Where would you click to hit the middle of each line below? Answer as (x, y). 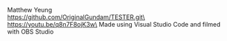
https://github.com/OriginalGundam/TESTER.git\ (76, 17)
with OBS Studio (31, 31)
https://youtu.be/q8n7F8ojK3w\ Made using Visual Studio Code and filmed (114, 24)
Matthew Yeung (30, 10)
